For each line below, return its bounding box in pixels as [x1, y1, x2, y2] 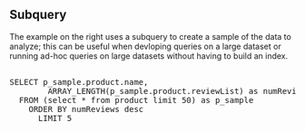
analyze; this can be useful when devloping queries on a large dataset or [9, 41, 281, 51]
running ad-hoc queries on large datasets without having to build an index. [9, 50, 289, 61]
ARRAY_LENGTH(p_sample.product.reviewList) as [47, 86, 259, 96]
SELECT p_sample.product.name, [9, 77, 149, 87]
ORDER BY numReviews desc [28, 104, 144, 114]
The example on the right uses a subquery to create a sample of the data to [9, 31, 292, 42]
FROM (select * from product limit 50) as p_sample [18, 95, 254, 105]
